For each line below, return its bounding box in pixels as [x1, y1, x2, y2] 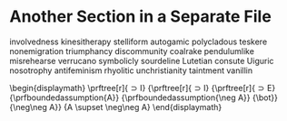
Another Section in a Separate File [9, 6, 272, 27]
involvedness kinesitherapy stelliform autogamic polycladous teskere [9, 36, 268, 47]
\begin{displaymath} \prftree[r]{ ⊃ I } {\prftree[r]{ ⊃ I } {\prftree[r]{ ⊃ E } [9, 82, 276, 93]
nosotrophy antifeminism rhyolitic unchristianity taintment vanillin [9, 65, 252, 76]
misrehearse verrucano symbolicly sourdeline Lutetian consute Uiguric [9, 55, 274, 66]
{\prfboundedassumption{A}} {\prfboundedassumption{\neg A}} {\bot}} [9, 92, 279, 103]
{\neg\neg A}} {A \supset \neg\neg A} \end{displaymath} [9, 101, 223, 112]
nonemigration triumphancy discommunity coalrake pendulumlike [9, 45, 254, 56]
